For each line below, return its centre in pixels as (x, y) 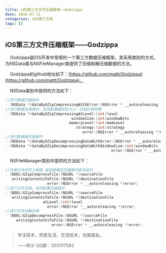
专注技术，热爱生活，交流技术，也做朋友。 (61, 235)
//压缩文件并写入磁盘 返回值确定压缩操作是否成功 (49, 170)
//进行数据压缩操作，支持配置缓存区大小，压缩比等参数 (53, 109)
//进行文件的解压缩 (22, 211)
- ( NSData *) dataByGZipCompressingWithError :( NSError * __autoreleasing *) (85, 105)
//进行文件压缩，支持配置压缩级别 (35, 188)
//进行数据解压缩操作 (24, 137)
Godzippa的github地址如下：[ (40, 74)
